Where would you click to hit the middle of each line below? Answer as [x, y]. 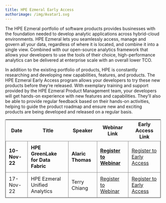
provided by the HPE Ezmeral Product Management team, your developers [81, 91]
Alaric [79, 153]
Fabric [39, 166]
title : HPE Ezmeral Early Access [40, 10]
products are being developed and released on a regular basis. [69, 111]
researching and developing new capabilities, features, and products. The [80, 75]
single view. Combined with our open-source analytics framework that [77, 50]
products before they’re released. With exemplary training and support [77, 85]
